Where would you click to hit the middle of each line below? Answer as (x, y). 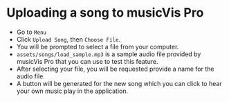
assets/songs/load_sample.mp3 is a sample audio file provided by (109, 54)
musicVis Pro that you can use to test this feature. (87, 61)
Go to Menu (31, 32)
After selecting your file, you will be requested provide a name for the (115, 69)
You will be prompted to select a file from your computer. (98, 46)
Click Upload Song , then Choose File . (68, 39)
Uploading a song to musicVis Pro (105, 13)
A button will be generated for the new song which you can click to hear (119, 83)
